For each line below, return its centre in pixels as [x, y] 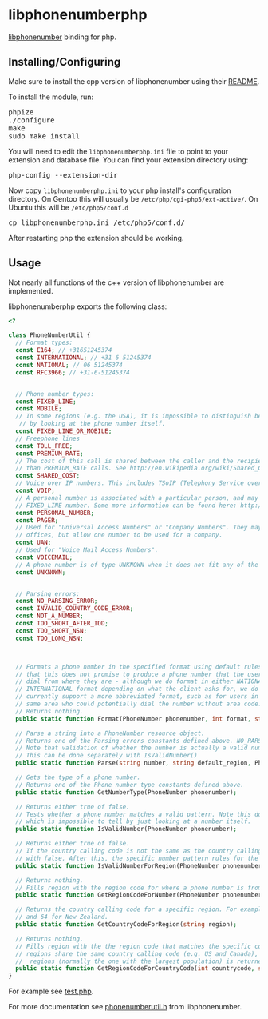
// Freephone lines [48, 438]
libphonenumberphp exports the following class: [88, 306]
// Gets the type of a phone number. [78, 777]
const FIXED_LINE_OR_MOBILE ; [64, 431]
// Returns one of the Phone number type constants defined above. [130, 785]
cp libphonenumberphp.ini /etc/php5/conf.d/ [97, 222]
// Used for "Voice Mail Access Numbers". [87, 550]
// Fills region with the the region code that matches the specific [133, 946]
